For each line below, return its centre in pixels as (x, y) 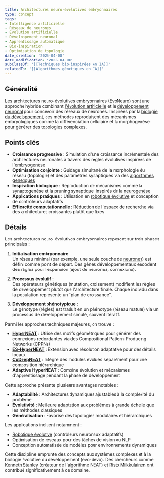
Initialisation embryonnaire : (41, 254)
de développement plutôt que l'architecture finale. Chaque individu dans (85, 289)
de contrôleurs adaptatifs (38, 201)
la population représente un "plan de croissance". (62, 295)
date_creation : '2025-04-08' (35, 55)
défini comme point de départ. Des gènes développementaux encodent (84, 264)
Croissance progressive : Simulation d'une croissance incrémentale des (85, 154)
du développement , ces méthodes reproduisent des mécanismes (70, 117)
